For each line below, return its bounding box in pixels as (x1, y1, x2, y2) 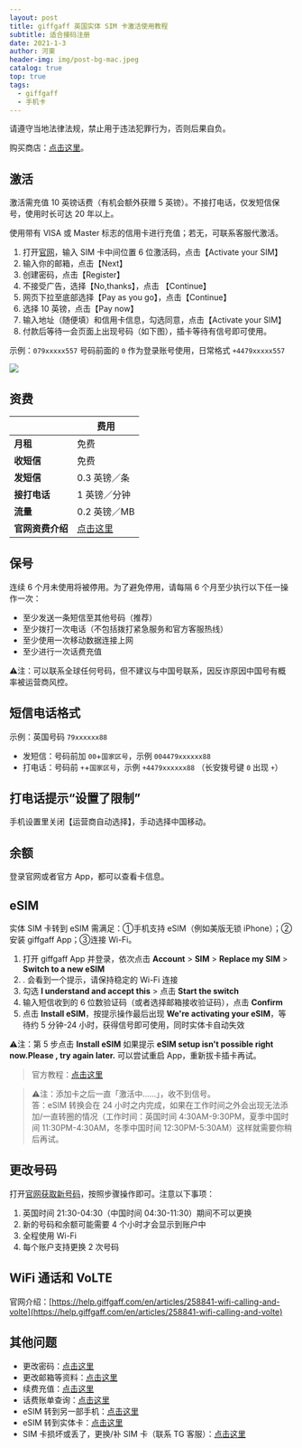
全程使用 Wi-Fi (22, 1230, 78, 1241)
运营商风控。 (24, 676, 73, 687)
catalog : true (9, 64, 63, 73)
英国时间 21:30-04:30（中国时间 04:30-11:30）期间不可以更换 (22, 1208, 252, 1218)
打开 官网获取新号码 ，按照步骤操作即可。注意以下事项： (9, 1188, 215, 1199)
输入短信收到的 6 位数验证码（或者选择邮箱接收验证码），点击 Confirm (22, 997, 284, 1008)
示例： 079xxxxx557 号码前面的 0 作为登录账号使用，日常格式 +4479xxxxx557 (9, 345, 286, 356)
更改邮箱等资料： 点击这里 (22, 1371, 118, 1383)
